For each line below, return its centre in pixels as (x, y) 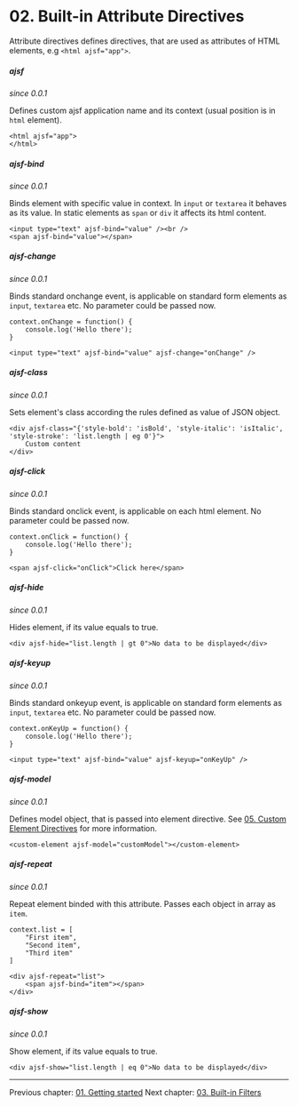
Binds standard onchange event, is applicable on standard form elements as (148, 296)
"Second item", (53, 945)
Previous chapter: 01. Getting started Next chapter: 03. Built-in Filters (135, 1092)
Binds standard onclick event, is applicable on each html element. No (135, 511)
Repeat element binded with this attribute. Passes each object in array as (143, 903)
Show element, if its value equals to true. (83, 1051)
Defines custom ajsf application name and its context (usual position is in (143, 110)
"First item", (51, 937)
